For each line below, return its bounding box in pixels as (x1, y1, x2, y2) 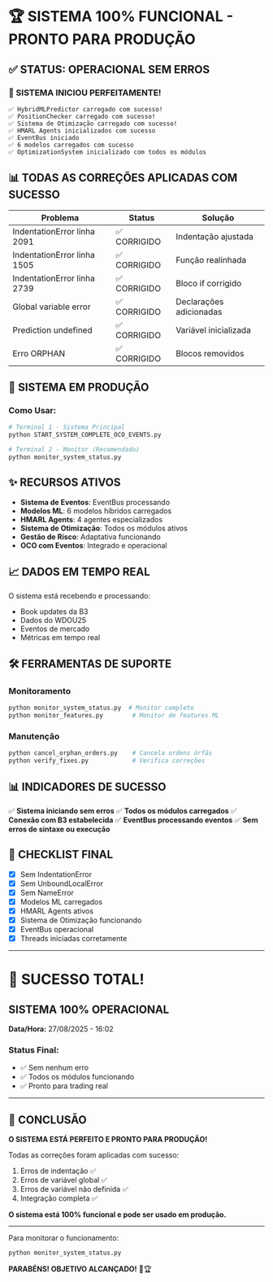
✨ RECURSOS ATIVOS (8, 476, 121, 490)
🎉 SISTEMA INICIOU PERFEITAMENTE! (8, 87, 162, 98)
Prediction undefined (12, 324, 93, 335)
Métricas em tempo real (19, 632, 101, 642)
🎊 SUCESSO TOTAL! (8, 970, 145, 989)
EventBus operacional (19, 924, 94, 934)
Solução (201, 211, 235, 223)
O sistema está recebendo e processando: (8, 591, 150, 600)
